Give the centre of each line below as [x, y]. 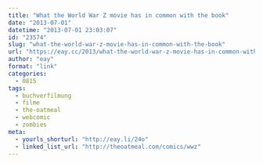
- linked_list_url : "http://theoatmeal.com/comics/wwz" [108, 147]
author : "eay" [31, 60]
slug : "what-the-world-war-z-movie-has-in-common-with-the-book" [117, 45]
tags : [17, 88]
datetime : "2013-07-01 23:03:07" [63, 30]
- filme [28, 103]
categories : [27, 74]
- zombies [31, 125]
